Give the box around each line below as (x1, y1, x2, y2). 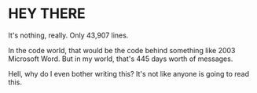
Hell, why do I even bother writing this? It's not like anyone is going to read (8, 69, 250, 78)
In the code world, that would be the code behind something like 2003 (8, 45, 236, 55)
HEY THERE (8, 5, 86, 23)
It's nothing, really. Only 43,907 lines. (8, 30, 129, 40)
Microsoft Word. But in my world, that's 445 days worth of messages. (8, 54, 233, 63)
